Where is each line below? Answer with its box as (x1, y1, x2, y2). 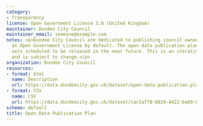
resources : (6, 65, 34, 71)
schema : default (6, 104, 47, 111)
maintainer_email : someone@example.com (6, 31, 107, 38)
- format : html (6, 71, 45, 77)
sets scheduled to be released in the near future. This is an (11, 48, 174, 55)
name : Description (11, 76, 59, 82)
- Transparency (6, 15, 45, 21)
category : (6, 8, 31, 15)
